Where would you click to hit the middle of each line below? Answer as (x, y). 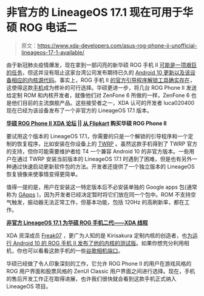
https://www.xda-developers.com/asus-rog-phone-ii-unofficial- (117, 45)
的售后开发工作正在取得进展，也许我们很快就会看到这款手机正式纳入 (91, 278)
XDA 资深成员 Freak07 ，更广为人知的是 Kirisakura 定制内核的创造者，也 (97, 235)
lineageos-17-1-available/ (53, 52)
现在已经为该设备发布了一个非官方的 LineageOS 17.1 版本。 (80, 110)
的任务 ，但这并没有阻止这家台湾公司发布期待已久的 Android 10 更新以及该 (98, 72)
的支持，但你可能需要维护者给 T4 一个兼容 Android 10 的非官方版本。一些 (98, 151)
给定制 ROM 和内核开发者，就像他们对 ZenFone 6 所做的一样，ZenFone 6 (98, 95)
